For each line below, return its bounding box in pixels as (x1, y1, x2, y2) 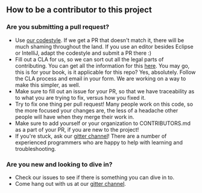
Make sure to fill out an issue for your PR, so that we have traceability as (14, 87, 195, 95)
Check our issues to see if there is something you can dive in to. (14, 174, 175, 181)
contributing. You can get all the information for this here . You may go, (14, 62, 190, 69)
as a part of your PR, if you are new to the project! (14, 126, 139, 133)
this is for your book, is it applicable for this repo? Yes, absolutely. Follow (14, 69, 196, 76)
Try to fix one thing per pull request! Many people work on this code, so (14, 100, 194, 108)
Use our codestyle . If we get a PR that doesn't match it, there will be (14, 36, 185, 44)
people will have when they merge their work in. (14, 113, 134, 120)
